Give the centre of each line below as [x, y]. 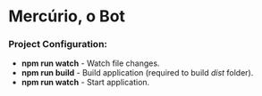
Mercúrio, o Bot [67, 16]
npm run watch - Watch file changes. [90, 63]
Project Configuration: [58, 44]
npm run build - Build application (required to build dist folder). [137, 73]
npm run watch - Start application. [85, 83]
